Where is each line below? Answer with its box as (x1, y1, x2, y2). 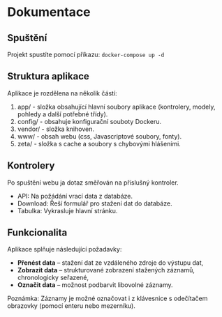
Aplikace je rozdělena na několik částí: (7, 88, 117, 98)
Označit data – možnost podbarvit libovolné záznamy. (17, 281, 173, 289)
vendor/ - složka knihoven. (17, 125, 94, 133)
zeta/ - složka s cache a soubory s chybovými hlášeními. (17, 139, 182, 148)
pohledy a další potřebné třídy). (17, 109, 108, 118)
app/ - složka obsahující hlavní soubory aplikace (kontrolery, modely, (17, 102, 216, 111)
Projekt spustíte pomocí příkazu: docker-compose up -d (7, 50, 165, 59)
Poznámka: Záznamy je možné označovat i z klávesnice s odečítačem (7, 294, 208, 303)
